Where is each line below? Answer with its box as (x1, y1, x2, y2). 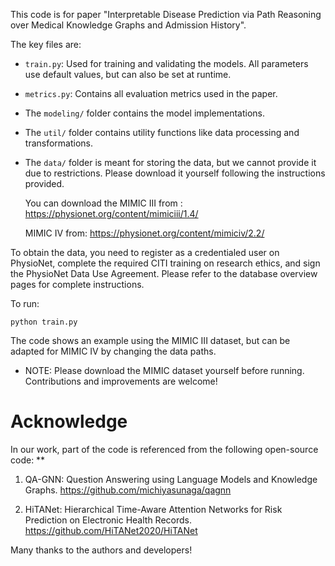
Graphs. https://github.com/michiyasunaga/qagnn (24, 484, 232, 496)
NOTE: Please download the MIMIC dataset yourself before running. (24, 365, 305, 376)
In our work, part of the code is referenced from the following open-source (10, 443, 319, 455)
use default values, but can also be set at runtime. (24, 69, 232, 80)
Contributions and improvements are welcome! (24, 375, 218, 387)
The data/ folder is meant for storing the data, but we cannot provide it (24, 157, 317, 168)
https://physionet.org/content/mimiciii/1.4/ (24, 208, 199, 219)
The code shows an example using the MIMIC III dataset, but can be (10, 335, 291, 346)
